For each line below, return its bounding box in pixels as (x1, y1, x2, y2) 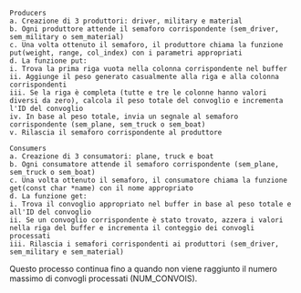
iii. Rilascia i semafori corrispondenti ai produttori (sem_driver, (9, 239, 280, 248)
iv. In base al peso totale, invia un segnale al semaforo (9, 112, 239, 121)
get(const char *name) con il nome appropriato (9, 184, 194, 193)
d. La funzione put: (9, 56, 88, 66)
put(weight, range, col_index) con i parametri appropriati (9, 48, 244, 57)
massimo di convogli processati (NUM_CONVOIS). (9, 273, 198, 284)
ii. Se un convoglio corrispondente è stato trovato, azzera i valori (9, 216, 284, 225)
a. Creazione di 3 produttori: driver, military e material (9, 16, 244, 25)
